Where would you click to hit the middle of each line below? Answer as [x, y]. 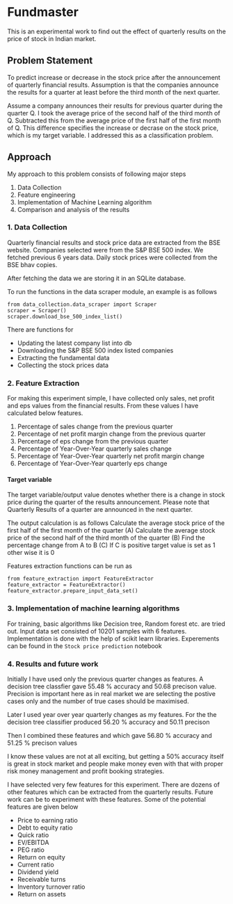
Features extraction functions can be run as [70, 566]
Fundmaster [43, 12]
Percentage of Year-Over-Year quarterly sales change [94, 449]
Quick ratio [33, 834]
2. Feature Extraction [43, 383]
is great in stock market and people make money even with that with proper [115, 764]
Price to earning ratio [48, 820]
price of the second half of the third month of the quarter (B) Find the [106, 538]
